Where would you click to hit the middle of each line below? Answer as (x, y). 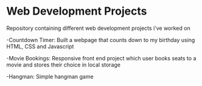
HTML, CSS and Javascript (40, 46)
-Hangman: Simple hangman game (50, 76)
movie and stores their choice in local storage (63, 65)
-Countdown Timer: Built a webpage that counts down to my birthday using (101, 40)
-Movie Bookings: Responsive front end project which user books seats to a (101, 58)
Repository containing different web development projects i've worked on (98, 28)
